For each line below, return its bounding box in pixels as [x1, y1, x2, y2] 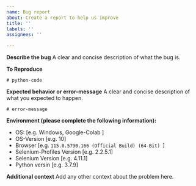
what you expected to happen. [6, 95, 84, 102]
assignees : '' [6, 32, 43, 38]
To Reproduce [6, 65, 43, 73]
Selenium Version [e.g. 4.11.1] [15, 155, 88, 162]
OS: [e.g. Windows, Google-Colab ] [15, 129, 104, 136]
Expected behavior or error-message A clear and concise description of [6, 88, 191, 95]
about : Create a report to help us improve [6, 15, 119, 21]
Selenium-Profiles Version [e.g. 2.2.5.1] [15, 148, 113, 156]
